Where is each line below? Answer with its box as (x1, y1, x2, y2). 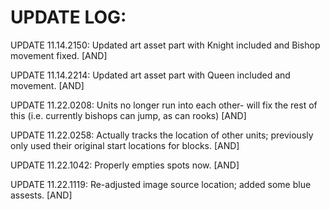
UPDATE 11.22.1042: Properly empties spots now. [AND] (10, 159, 240, 171)
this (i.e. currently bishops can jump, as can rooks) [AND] (10, 109, 247, 121)
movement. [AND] (10, 79, 85, 91)
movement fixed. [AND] (10, 49, 108, 61)
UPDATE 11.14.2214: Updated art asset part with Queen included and (10, 69, 291, 81)
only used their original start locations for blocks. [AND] (10, 139, 240, 151)
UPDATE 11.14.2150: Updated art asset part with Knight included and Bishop (10, 39, 321, 51)
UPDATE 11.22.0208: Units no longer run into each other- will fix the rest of (10, 99, 318, 111)
